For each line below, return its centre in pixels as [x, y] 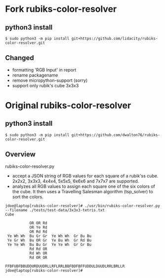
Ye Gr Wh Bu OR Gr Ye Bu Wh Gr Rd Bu [49, 240]
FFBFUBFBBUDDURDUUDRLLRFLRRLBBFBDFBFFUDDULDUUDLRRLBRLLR [65, 266]
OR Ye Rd [39, 227]
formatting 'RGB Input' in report [44, 69]
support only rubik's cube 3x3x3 [45, 85]
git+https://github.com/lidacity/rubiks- [115, 38]
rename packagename [35, 75]
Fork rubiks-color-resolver [61, 9]
